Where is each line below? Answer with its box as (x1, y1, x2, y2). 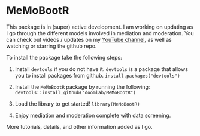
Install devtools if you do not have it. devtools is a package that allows (14, 65, 189, 72)
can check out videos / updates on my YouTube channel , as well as (6, 36, 172, 43)
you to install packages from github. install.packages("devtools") (14, 72, 181, 79)
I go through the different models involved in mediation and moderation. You (6, 29, 195, 36)
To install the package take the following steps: (6, 54, 122, 61)
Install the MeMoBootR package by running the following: (14, 83, 150, 90)
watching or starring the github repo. (6, 42, 97, 50)
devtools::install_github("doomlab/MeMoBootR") (14, 89, 136, 95)
